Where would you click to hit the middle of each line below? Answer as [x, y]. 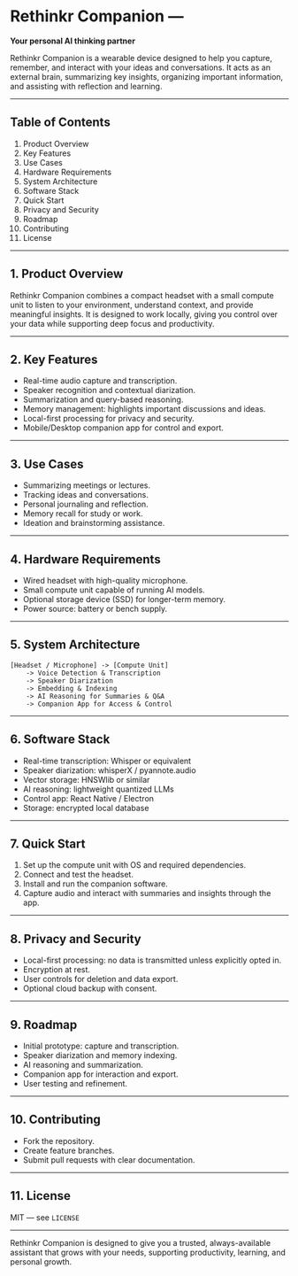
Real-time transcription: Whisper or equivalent [107, 761]
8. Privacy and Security [76, 939]
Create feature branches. [69, 1150]
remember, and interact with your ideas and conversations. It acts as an [140, 67]
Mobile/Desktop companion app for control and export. [123, 428]
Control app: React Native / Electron [88, 798]
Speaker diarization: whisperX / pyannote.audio [110, 770]
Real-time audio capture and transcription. [100, 381]
